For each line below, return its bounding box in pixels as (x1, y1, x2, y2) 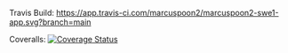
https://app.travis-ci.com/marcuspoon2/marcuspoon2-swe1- (56, 8, 279, 18)
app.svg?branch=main (9, 17, 92, 27)
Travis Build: (9, 8, 55, 18)
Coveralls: (9, 34, 46, 44)
